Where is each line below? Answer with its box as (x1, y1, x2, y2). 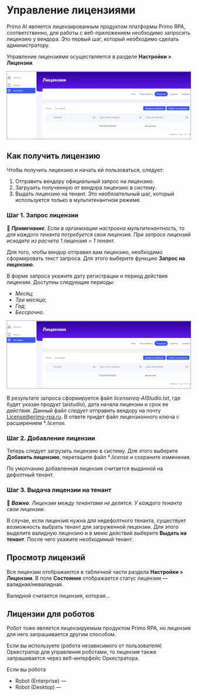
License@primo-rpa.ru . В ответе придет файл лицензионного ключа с (6, 413, 180, 420)
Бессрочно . (15, 309, 44, 316)
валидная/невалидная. (6, 580, 64, 587)
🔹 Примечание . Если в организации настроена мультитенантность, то (6, 224, 185, 232)
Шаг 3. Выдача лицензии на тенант (6, 486, 112, 494)
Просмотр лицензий (6, 553, 85, 563)
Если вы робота (6, 666, 46, 673)
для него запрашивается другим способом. (6, 631, 116, 638)
